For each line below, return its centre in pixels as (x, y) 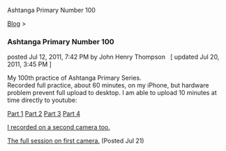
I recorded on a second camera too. (59, 127)
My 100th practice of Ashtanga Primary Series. (74, 78)
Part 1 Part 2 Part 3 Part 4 (44, 114)
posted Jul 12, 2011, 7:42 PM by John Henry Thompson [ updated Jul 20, (113, 57)
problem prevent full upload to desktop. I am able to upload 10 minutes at (112, 93)
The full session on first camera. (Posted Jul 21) (76, 141)
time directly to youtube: (43, 100)
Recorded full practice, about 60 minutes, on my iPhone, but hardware (108, 85)
